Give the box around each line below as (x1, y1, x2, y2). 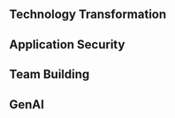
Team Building (9, 67, 90, 82)
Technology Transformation (9, 7, 167, 22)
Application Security (9, 37, 126, 52)
